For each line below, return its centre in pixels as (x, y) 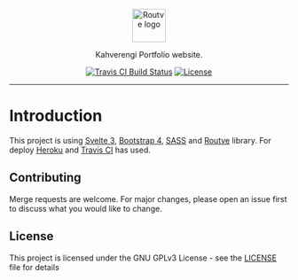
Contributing (45, 178)
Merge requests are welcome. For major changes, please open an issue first (148, 198)
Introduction (56, 116)
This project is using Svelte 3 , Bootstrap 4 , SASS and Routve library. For (141, 140)
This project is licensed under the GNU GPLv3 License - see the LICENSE (143, 258)
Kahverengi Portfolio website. (149, 54)
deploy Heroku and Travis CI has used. (80, 150)
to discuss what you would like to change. (86, 208)
